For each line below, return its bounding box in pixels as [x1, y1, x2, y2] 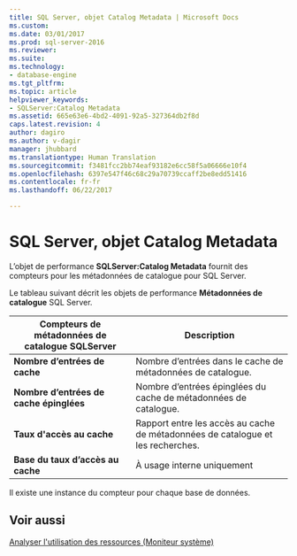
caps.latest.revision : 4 [9, 120, 101, 129]
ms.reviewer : [9, 46, 57, 55]
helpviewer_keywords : [9, 95, 89, 104]
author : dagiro [9, 128, 65, 137]
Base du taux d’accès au [13, 453, 119, 466]
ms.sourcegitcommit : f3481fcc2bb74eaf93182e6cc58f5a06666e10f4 [9, 161, 247, 170]
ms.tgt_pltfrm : [9, 79, 65, 88]
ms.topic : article [9, 87, 77, 96]
